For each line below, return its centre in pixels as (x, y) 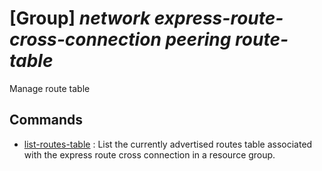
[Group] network (80, 18)
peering (198, 39)
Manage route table (50, 88)
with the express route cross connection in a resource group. (149, 154)
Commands (46, 120)
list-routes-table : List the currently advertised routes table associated (168, 144)
